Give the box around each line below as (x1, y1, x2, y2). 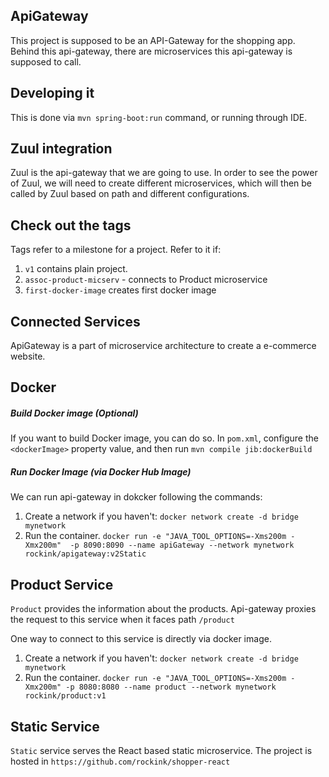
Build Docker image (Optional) (10, 407, 139, 419)
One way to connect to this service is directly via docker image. (10, 633, 272, 645)
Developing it (10, 85, 95, 102)
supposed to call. (10, 55, 82, 68)
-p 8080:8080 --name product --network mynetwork (65, 682, 277, 693)
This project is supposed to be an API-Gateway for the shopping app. (10, 34, 296, 46)
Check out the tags (10, 217, 132, 234)
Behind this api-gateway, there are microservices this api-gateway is (10, 45, 293, 57)
